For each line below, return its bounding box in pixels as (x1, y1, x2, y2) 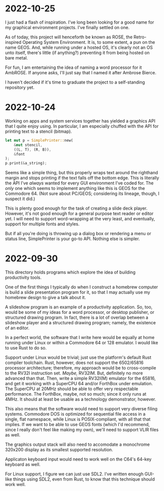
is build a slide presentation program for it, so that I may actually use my (5, 289, 150, 295)
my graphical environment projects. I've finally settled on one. (5, 24, 130, 30)
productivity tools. (5, 275, 42, 280)
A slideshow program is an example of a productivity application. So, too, (5, 304, 153, 310)
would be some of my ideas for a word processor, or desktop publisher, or (5, 309, 155, 315)
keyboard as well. (5, 461, 41, 467)
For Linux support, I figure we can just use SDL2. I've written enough (5, 471, 143, 477)
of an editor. (5, 325, 29, 331)
